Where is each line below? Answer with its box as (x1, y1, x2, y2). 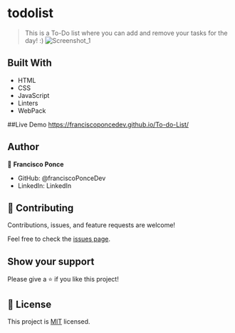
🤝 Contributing (7, 202, 74, 214)
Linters (17, 99, 38, 107)
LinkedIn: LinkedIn (17, 181, 72, 190)
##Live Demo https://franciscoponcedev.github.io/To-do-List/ (7, 120, 189, 129)
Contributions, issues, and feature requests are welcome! (7, 221, 176, 229)
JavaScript (17, 91, 50, 99)
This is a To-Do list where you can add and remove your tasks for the (24, 29, 228, 37)
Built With (7, 57, 52, 69)
